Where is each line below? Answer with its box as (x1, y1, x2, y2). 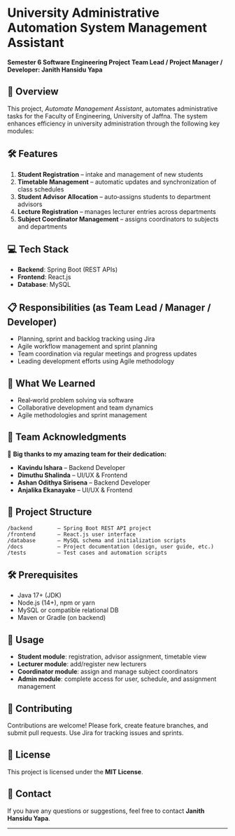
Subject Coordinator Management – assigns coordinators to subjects (17, 215, 219, 223)
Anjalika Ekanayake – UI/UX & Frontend (17, 485, 133, 494)
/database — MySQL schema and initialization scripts (7, 537, 187, 544)
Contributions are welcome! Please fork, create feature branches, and (7, 721, 208, 730)
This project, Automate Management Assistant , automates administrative (7, 104, 218, 113)
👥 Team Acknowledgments (7, 431, 127, 443)
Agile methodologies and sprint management (17, 411, 148, 419)
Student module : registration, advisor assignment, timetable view (17, 652, 207, 661)
